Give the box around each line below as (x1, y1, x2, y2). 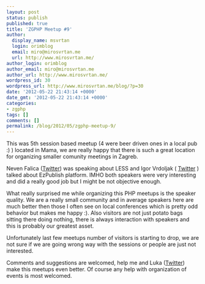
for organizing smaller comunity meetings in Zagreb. (6, 153, 139, 160)
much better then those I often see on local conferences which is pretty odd (6, 203, 198, 210)
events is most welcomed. (6, 272, 72, 280)
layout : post (6, 9, 40, 15)
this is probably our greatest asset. (6, 222, 94, 230)
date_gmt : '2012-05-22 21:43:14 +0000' (6, 94, 108, 101)
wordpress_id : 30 (6, 77, 51, 83)
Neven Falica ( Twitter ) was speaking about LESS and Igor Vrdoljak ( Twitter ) (6, 165, 199, 172)
